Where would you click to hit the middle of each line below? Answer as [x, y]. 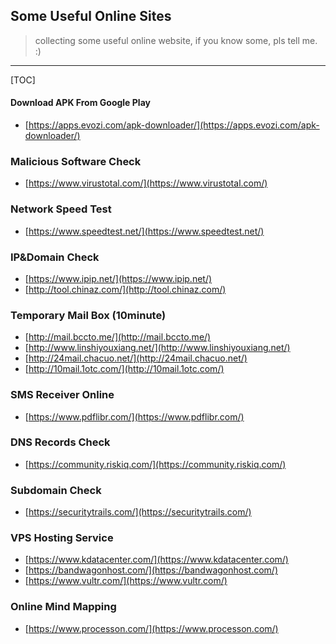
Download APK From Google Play [80, 103]
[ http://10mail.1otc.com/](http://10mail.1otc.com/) [124, 369]
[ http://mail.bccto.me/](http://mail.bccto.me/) [118, 337]
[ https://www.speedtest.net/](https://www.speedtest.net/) [144, 231]
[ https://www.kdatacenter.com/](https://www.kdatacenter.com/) [156, 560]
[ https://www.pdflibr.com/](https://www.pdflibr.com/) [134, 416]
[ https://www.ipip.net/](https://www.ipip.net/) [118, 278]
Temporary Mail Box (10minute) [88, 315]
